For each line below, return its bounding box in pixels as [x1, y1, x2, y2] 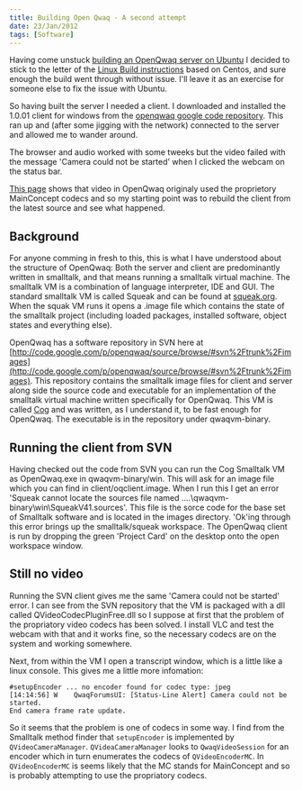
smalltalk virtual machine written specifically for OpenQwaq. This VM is [9, 395, 274, 405]
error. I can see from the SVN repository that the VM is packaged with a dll [9, 600, 286, 611]
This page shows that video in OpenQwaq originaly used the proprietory [9, 184, 277, 195]
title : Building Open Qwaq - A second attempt [9, 13, 187, 23]
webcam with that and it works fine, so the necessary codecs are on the [9, 628, 277, 640]
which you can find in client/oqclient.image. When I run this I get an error [9, 483, 280, 494]
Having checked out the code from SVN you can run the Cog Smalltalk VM [9, 464, 285, 474]
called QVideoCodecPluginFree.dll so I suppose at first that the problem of [9, 609, 285, 620]
